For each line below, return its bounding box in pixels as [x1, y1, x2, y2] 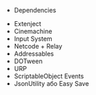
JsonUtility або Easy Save [13, 80, 90, 87]
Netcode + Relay [13, 42, 63, 50]
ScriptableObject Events [13, 72, 84, 80]
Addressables [13, 49, 54, 58]
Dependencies [13, 6, 57, 14]
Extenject [13, 20, 42, 27]
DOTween [13, 57, 43, 65]
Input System [13, 34, 53, 43]
